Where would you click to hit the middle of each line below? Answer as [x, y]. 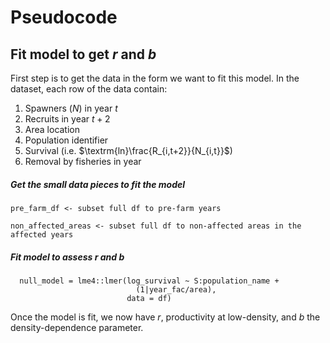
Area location [52, 129]
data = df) [149, 298]
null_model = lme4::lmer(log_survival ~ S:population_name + [149, 281]
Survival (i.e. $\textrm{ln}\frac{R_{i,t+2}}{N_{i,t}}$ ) [128, 150]
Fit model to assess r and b [67, 257]
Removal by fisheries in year [83, 161]
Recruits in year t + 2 [67, 119]
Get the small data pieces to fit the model [98, 184]
